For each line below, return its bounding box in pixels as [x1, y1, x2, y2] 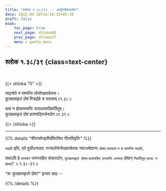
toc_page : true [14, 26, 45, 31]
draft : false [5, 16, 32, 21]
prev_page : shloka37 [14, 35, 56, 40]
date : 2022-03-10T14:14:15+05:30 [5, 12, 74, 17]
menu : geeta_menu [14, 40, 52, 45]
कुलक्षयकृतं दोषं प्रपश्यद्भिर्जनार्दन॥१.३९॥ [5, 111, 70, 117]
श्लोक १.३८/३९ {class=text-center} [5, 58, 108, 66]
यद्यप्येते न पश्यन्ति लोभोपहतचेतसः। [5, 90, 60, 96]
